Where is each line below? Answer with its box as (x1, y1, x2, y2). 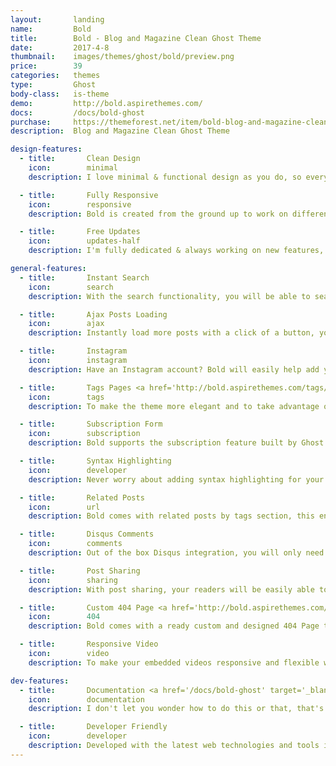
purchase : (10, 117, 52, 127)
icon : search (28, 282, 114, 292)
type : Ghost (10, 80, 97, 90)
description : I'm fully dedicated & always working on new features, (28, 246, 325, 256)
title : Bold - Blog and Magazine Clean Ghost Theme (10, 33, 262, 43)
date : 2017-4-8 (10, 42, 110, 53)
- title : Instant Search (19, 272, 150, 283)
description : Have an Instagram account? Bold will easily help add (28, 364, 320, 375)
